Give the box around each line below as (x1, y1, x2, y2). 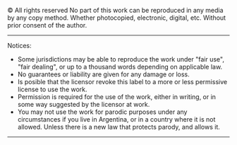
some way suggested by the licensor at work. (17, 100, 150, 108)
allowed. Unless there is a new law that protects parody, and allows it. (17, 123, 221, 131)
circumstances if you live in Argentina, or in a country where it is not (17, 115, 216, 123)
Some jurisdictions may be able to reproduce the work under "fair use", (17, 55, 224, 63)
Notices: (7, 42, 32, 50)
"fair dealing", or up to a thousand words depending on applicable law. (17, 63, 223, 71)
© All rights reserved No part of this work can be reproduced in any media (7, 6, 224, 14)
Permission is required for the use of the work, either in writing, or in (17, 93, 217, 101)
